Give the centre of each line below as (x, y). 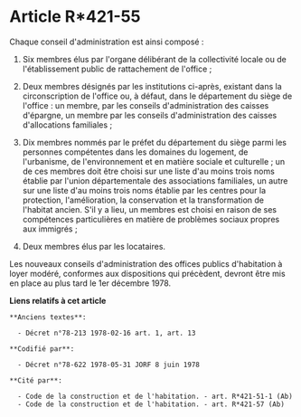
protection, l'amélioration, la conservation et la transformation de (143, 200)
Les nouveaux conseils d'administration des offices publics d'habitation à (146, 263)
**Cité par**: (36, 380)
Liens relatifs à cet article (58, 300)
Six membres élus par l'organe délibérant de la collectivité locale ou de (154, 59)
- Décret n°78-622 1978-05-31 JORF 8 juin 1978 (109, 365)
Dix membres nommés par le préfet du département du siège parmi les (155, 142)
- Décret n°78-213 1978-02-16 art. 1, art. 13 (107, 333)
